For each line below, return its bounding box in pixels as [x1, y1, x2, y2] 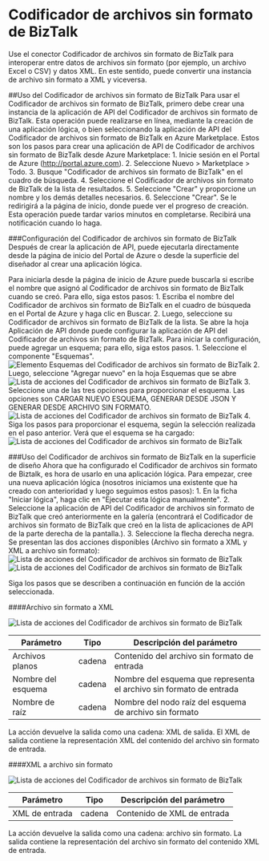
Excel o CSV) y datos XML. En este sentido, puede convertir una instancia [8, 66, 252, 75]
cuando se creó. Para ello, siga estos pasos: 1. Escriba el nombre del [8, 291, 235, 301]
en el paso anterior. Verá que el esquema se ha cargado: [8, 427, 195, 438]
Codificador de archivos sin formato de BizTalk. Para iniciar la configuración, [8, 334, 261, 344]
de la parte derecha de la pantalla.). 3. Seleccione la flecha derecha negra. [8, 528, 255, 538]
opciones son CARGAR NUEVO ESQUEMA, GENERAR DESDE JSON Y [8, 394, 237, 403]
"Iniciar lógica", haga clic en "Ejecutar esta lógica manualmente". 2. [8, 495, 231, 504]
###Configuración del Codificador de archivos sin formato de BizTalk [8, 233, 237, 243]
